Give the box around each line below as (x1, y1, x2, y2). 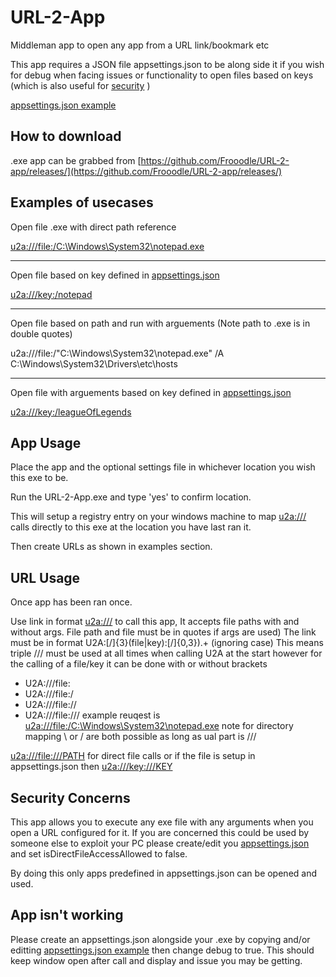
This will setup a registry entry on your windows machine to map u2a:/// (10, 511, 307, 523)
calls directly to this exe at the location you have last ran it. (10, 521, 252, 533)
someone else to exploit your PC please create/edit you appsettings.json (10, 837, 310, 849)
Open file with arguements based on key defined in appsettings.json (10, 386, 292, 398)
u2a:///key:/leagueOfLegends (10, 406, 132, 418)
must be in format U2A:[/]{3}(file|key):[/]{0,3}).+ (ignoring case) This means (10, 637, 324, 649)
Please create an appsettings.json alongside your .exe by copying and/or (10, 933, 311, 945)
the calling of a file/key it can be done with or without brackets (10, 658, 268, 670)
